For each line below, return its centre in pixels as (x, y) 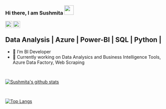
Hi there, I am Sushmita (34, 13)
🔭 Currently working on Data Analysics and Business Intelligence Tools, (87, 57)
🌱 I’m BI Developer (32, 52)
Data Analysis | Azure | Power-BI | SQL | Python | (83, 39)
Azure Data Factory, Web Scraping (48, 62)
